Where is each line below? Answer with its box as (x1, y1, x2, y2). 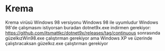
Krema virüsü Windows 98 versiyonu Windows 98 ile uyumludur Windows (5, 19, 158, 25)
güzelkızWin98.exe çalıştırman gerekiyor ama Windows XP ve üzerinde (5, 35, 152, 41)
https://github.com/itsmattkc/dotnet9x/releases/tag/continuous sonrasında (5, 30, 160, 36)
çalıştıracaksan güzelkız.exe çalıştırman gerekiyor (5, 40, 108, 46)
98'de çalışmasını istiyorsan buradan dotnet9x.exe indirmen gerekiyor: (5, 24, 151, 30)
